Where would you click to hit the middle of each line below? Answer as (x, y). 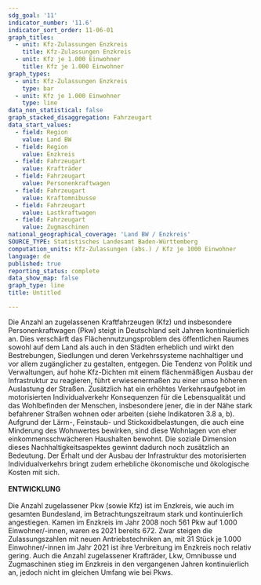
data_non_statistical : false (56, 111)
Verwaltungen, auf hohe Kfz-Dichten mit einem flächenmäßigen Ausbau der (130, 372)
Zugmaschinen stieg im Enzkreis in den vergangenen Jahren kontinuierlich (129, 564)
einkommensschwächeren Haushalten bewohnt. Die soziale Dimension (122, 439)
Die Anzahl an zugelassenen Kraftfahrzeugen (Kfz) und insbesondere (120, 322)
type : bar (38, 88)
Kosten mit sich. (34, 472)
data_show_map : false (43, 278)
